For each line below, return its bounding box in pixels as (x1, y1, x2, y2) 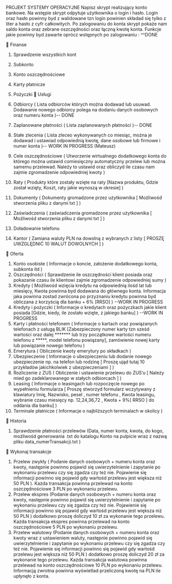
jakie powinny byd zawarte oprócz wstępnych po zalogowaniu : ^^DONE (6, 32, 158, 37)
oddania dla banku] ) (13, 402, 57, 408)
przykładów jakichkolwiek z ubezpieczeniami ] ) (13, 364, 114, 370)
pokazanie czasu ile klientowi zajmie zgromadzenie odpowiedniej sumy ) (13, 277, 167, 283)
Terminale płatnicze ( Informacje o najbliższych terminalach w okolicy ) (13, 408, 163, 414)
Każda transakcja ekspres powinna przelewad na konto (13, 518, 130, 524)
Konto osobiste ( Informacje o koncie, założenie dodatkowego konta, (13, 261, 158, 266)
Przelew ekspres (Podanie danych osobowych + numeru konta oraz (13, 491, 157, 497)
